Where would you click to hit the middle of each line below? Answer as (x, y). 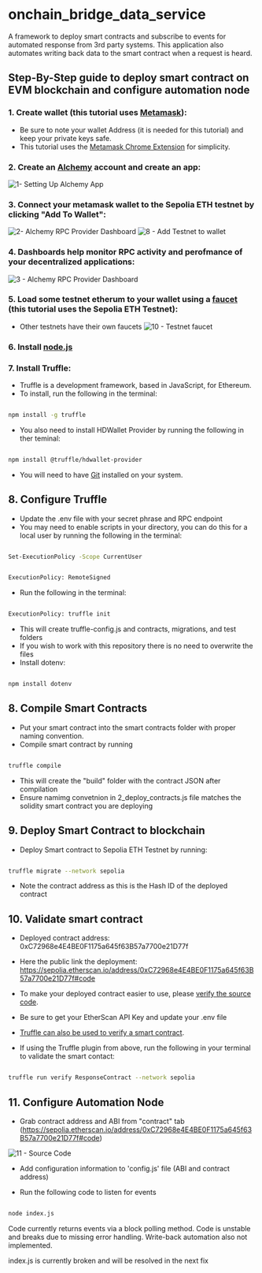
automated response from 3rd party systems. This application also (116, 44)
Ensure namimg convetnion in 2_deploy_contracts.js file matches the (130, 797)
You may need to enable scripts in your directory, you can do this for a (133, 527)
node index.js (31, 1213)
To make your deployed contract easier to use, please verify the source (135, 994)
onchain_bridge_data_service (107, 15)
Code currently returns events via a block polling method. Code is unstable (129, 1228)
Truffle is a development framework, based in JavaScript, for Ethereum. (135, 385)
